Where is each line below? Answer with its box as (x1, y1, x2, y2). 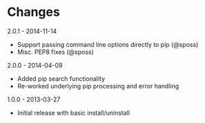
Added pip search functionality (17, 74, 106, 83)
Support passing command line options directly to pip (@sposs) (17, 40, 199, 48)
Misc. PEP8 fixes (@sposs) (17, 48, 95, 56)
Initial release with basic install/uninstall (17, 108, 130, 117)
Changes (7, 4, 60, 20)
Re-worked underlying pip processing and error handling (17, 82, 179, 90)
